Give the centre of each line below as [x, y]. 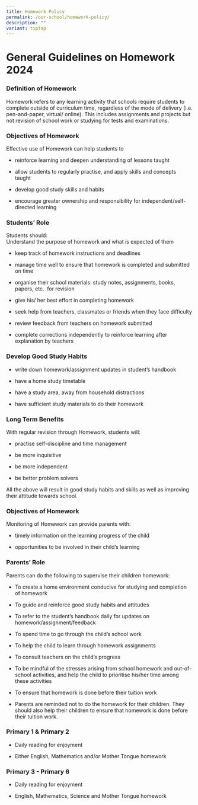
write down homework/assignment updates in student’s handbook [95, 369]
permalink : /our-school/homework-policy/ [58, 17]
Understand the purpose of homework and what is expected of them [90, 242]
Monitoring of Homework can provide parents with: [68, 524]
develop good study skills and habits [60, 190]
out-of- [183, 668]
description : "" [26, 23]
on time [24, 271]
